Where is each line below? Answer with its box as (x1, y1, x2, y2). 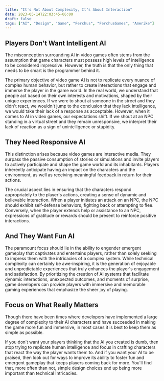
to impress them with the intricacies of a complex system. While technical (5, 255, 154, 261)
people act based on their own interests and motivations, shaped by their (5, 93, 153, 98)
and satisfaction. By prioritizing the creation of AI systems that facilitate (5, 271, 149, 277)
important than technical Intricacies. (5, 370, 78, 376)
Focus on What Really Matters (5, 301, 99, 309)
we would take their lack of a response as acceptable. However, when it (5, 108, 150, 114)
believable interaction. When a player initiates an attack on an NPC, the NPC (5, 197, 159, 203)
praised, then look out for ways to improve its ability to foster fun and (5, 355, 144, 360)
